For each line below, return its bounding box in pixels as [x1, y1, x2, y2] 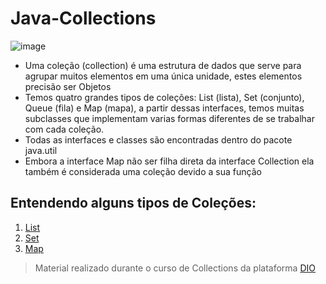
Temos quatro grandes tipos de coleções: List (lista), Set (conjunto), [24, 91, 305, 103]
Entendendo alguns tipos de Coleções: [10, 195, 257, 212]
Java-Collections [10, 7, 157, 30]
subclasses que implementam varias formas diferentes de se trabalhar [24, 112, 315, 124]
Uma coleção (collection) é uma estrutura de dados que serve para [24, 59, 302, 71]
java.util [24, 144, 58, 156]
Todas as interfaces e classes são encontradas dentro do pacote [24, 133, 293, 146]
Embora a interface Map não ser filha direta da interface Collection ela [24, 155, 315, 167]
